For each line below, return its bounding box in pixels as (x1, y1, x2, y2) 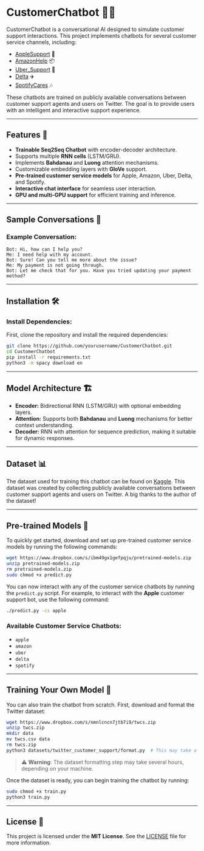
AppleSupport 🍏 (15, 50, 56, 57)
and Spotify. (15, 178, 46, 185)
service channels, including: (6, 38, 77, 46)
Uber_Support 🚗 (15, 66, 56, 73)
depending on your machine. (21, 765, 93, 772)
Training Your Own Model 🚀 (6, 685, 112, 695)
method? (6, 273, 26, 279)
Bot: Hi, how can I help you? (6, 246, 83, 253)
